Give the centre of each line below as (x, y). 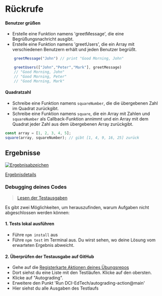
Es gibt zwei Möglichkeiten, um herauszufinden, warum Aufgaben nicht (77, 207)
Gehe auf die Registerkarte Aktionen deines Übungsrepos (70, 267)
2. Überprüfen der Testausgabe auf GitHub (50, 256)
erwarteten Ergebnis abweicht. (43, 245)
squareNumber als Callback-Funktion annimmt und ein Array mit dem (80, 118)
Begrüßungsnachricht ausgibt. (43, 39)
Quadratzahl (18, 92)
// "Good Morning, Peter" (40, 77)
